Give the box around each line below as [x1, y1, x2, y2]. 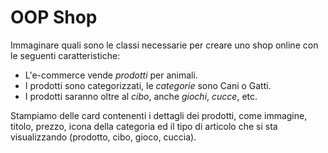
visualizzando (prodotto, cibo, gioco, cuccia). [10, 131, 197, 143]
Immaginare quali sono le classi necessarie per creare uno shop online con [10, 39, 319, 51]
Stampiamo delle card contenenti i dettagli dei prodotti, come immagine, [10, 109, 308, 121]
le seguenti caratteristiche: [10, 49, 121, 61]
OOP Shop [10, 6, 98, 29]
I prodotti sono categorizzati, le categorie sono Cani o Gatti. [24, 79, 272, 91]
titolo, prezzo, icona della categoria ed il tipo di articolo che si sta [10, 120, 278, 132]
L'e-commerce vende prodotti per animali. [24, 69, 198, 81]
